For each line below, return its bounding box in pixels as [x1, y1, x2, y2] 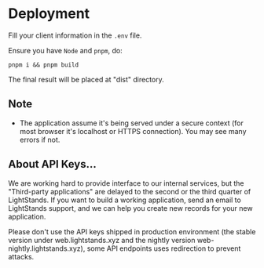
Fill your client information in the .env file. [8, 31, 142, 40]
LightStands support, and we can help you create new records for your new [8, 203, 253, 212]
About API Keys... [8, 158, 97, 171]
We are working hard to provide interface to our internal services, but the [8, 178, 245, 188]
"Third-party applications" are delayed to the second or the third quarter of [8, 187, 251, 196]
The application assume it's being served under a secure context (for [19, 118, 244, 128]
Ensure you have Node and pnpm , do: [8, 45, 123, 55]
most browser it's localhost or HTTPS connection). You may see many [19, 126, 247, 136]
